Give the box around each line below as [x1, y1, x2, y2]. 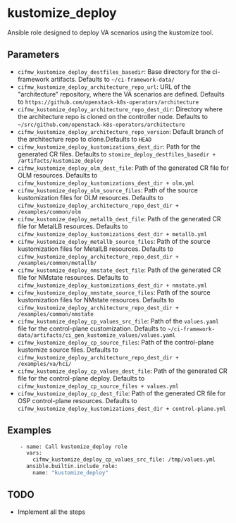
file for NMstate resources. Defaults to [17, 273, 129, 281]
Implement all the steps [17, 507, 86, 516]
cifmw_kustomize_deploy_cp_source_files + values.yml [17, 383, 179, 390]
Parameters [7, 49, 60, 61]
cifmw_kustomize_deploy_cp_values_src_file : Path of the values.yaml [17, 316, 220, 325]
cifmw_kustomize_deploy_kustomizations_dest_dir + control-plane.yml [17, 405, 227, 412]
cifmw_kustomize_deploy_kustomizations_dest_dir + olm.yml [17, 180, 195, 187]
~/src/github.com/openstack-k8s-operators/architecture [17, 121, 185, 128]
